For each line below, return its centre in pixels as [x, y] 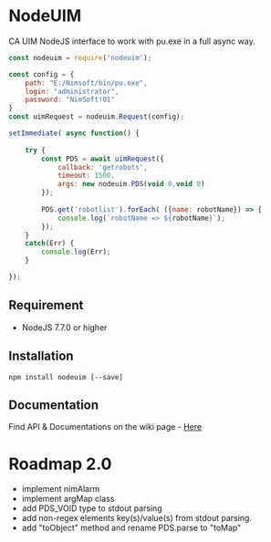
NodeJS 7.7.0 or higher [64, 327]
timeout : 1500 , [86, 176]
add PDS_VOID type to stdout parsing [92, 508]
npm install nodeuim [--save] [66, 377]
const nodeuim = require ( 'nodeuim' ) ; [80, 57]
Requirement [46, 305]
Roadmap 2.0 [60, 464]
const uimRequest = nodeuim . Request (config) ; [96, 117]
